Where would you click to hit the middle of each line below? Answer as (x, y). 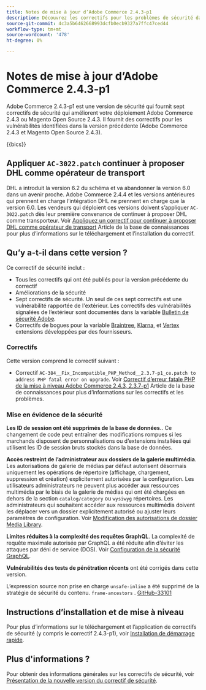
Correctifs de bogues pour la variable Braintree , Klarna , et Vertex (97, 325)
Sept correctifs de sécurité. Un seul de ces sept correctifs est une (98, 299)
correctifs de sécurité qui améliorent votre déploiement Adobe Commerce (100, 113)
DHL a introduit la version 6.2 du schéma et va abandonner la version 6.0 (98, 188)
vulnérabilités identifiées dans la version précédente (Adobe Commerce (97, 126)
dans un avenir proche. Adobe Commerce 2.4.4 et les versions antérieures (101, 194)
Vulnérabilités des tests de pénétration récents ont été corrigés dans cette (102, 568)
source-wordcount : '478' (38, 35)
